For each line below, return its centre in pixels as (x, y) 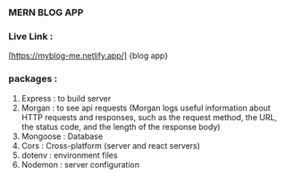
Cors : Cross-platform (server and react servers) (110, 145)
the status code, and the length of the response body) (121, 126)
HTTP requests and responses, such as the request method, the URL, (149, 117)
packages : (33, 79)
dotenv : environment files (69, 155)
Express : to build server (66, 98)
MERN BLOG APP (46, 12)
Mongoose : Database (62, 136)
